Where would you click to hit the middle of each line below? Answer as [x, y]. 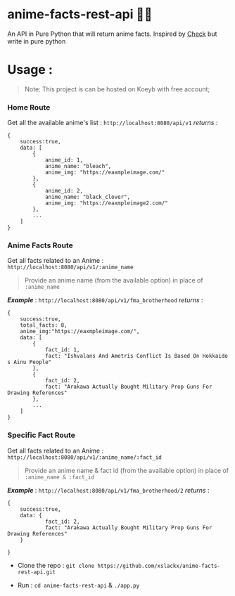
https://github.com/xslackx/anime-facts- [159, 566]
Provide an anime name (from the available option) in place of [114, 280]
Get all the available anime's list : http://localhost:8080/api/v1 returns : [113, 123]
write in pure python [37, 41]
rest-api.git [37, 572]
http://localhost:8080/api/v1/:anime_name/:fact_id [84, 457]
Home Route [29, 107]
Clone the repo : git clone [56, 565]
